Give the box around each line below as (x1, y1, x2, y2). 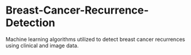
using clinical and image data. (5, 42, 79, 49)
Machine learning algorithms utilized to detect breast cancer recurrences (5, 35, 186, 43)
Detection (5, 16, 56, 30)
